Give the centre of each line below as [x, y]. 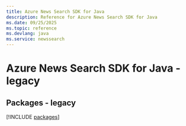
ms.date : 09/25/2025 [32, 22]
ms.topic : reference [32, 28]
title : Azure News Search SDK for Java [55, 12]
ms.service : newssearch [36, 39]
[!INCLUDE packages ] [33, 117]
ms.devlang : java [28, 34]
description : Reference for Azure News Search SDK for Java [82, 17]
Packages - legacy [41, 103]
